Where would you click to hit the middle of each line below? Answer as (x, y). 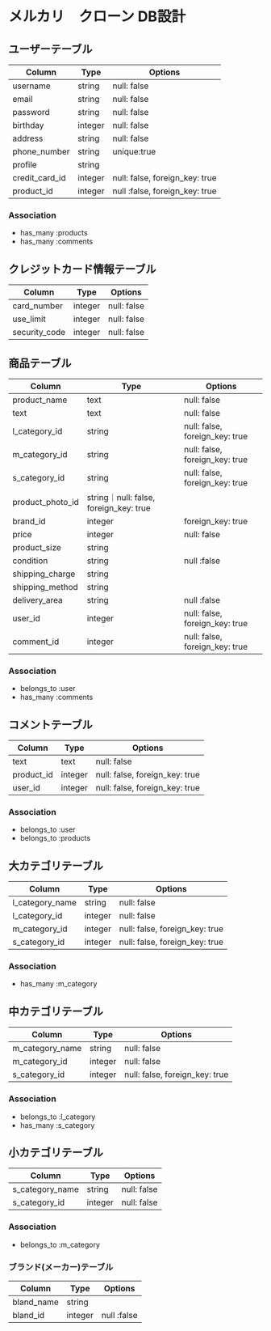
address (28, 138)
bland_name (35, 1302)
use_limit (29, 319)
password (31, 112)
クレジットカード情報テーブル (82, 269)
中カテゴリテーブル (56, 1011)
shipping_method (45, 587)
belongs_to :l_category (58, 1117)
